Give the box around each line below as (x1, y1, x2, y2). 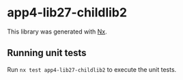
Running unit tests (7, 47, 87, 59)
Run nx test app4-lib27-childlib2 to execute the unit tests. (7, 65, 177, 73)
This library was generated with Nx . (7, 27, 107, 36)
